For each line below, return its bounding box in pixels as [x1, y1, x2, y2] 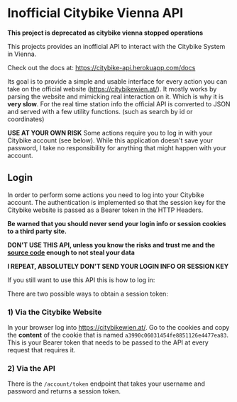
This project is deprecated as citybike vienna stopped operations [7, 28, 204, 37]
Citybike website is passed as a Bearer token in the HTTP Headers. [7, 206, 204, 214]
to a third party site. [7, 227, 67, 235]
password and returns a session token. [7, 387, 121, 396]
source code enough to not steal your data [7, 248, 135, 257]
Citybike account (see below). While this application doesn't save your [7, 136, 214, 145]
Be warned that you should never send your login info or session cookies [7, 219, 226, 228]
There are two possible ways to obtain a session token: [7, 289, 169, 298]
